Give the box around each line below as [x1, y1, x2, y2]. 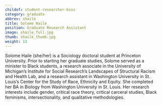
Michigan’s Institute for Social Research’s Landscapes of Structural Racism [5, 68, 156, 74]
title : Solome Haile [5, 21, 47, 26]
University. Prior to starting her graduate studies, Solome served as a [5, 57, 144, 64]
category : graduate [5, 12, 45, 17]
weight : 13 [5, 39, 27, 44]
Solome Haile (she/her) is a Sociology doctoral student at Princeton [5, 52, 141, 58]
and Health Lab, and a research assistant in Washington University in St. [5, 73, 151, 79]
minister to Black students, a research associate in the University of [5, 63, 141, 69]
